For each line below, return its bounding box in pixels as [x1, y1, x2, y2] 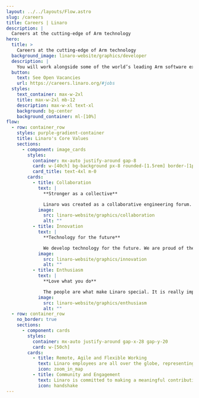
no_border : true [17, 317, 57, 323]
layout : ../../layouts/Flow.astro [6, 8, 92, 15]
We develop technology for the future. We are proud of [43, 245, 184, 251]
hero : [6, 36, 20, 42]
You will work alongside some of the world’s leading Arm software [17, 63, 187, 70]
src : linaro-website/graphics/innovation [43, 256, 147, 262]
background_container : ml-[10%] [17, 113, 97, 119]
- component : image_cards [21, 147, 86, 152]
